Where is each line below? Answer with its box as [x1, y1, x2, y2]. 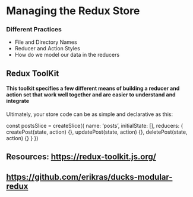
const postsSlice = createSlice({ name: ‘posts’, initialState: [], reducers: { [6, 122, 183, 130]
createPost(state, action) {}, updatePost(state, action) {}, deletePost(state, [6, 128, 188, 135]
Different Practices [6, 25, 62, 34]
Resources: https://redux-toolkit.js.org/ [6, 152, 156, 162]
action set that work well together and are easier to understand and [6, 91, 176, 98]
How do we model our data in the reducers [14, 51, 120, 59]
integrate [6, 98, 30, 105]
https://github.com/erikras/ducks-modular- [6, 172, 173, 182]
